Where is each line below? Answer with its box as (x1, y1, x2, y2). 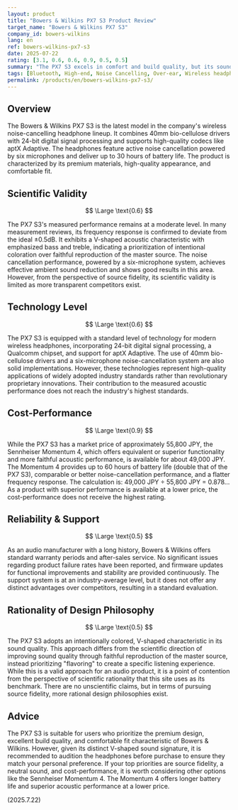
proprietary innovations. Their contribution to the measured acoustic (7, 379, 208, 387)
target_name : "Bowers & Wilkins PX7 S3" (7, 23, 129, 31)
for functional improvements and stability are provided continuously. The (7, 568, 220, 577)
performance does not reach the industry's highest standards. (7, 387, 189, 395)
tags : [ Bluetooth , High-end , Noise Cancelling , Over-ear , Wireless (7, 70, 211, 77)
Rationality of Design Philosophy (7, 604, 154, 616)
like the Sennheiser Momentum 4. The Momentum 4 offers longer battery (7, 774, 221, 783)
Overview (7, 102, 52, 114)
